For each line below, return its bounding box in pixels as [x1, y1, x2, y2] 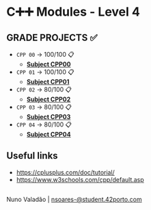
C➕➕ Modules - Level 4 [6, 4, 141, 20]
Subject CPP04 [26, 131, 71, 138]
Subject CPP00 [26, 60, 71, 68]
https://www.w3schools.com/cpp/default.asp [16, 175, 144, 183]
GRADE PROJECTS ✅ [6, 31, 98, 43]
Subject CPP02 [26, 95, 71, 103]
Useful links [6, 150, 59, 161]
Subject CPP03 [26, 113, 71, 120]
